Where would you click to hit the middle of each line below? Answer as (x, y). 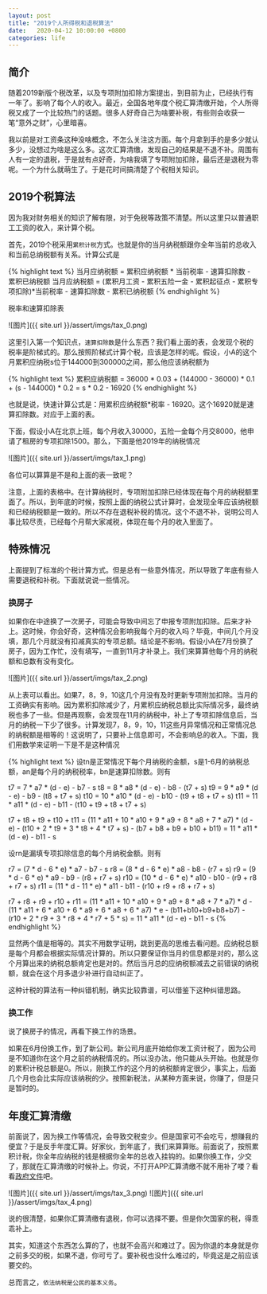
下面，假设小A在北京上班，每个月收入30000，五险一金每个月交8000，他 (128, 431)
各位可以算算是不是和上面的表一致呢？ (71, 475)
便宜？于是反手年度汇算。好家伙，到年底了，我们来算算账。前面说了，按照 (130, 1147)
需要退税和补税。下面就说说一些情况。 (71, 580)
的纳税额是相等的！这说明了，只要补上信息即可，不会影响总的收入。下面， (130, 734)
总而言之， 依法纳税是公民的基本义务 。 (65, 1282)
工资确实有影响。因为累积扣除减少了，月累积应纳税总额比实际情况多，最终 (130, 705)
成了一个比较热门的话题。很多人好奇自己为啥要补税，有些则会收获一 (133, 113)
